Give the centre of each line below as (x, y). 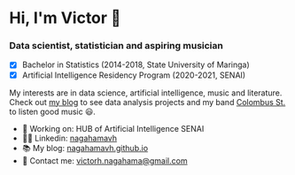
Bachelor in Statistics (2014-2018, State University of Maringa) (136, 65)
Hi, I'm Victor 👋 (65, 18)
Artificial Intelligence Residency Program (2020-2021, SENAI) (134, 75)
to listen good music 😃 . (52, 111)
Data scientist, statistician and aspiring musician (116, 46)
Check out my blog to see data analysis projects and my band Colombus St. (147, 102)
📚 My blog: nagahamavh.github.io (85, 148)
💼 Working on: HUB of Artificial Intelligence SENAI (113, 128)
